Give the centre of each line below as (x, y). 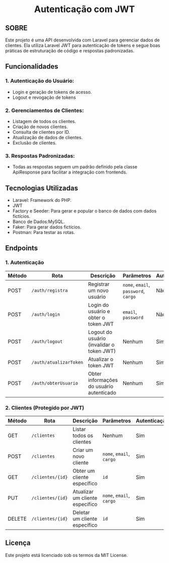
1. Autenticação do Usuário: (40, 81)
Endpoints (22, 248)
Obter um (84, 471)
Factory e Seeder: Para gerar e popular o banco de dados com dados (84, 211)
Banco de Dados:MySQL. (38, 222)
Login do (98, 305)
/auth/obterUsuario (55, 383)
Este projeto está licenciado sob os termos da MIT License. (67, 555)
